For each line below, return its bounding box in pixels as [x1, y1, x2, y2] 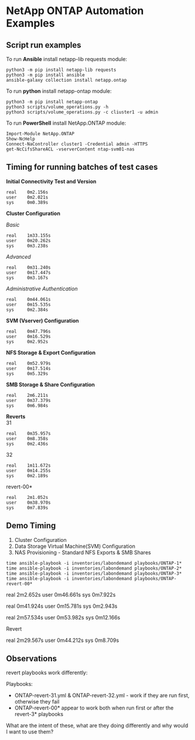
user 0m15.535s [6, 302, 51, 307]
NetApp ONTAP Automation [6, 4, 144, 18]
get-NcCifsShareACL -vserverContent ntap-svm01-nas [6, 146, 135, 152]
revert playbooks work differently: [6, 669, 88, 677]
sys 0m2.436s [6, 441, 49, 447]
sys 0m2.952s [6, 339, 49, 344]
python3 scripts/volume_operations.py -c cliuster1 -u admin [6, 109, 159, 115]
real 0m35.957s [6, 430, 51, 436]
